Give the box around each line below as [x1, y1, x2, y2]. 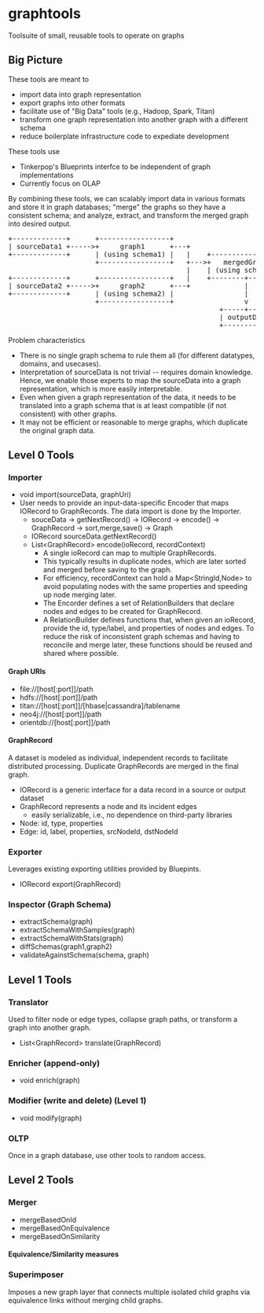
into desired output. [8, 219, 72, 228]
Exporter [8, 846, 42, 857]
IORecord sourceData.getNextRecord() [31, 531, 157, 541]
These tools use [8, 146, 60, 156]
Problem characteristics [8, 335, 86, 344]
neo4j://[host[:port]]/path [19, 709, 102, 719]
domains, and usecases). [19, 359, 101, 368]
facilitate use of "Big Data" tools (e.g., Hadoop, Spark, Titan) [19, 106, 215, 116]
